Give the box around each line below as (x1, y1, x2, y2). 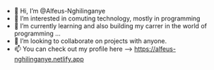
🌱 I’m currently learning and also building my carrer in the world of (13, 22, 207, 30)
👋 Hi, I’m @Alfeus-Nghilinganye (13, 7, 106, 15)
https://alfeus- (133, 45, 177, 53)
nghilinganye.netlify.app (13, 55, 84, 63)
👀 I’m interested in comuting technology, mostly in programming (13, 14, 201, 23)
